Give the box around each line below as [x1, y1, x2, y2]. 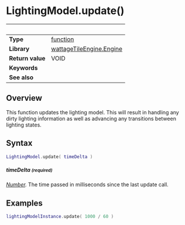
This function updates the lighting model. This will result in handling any [6, 108, 180, 115]
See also [9, 73, 34, 81]
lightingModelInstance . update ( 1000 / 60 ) [6, 214, 114, 220]
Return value [9, 54, 46, 62]
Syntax [6, 138, 33, 148]
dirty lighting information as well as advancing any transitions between [6, 115, 177, 122]
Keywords [9, 63, 38, 71]
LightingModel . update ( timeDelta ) [6, 154, 93, 159]
